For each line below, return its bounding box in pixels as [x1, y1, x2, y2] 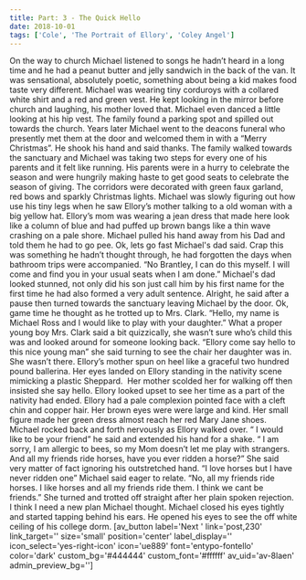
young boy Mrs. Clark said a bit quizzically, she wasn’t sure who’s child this [9, 327, 292, 338]
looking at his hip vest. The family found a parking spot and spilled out [9, 113, 274, 124]
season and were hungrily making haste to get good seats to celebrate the [9, 172, 290, 183]
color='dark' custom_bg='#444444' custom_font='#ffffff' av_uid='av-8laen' [9, 550, 295, 562]
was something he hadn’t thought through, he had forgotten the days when [9, 249, 292, 260]
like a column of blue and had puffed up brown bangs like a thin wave [9, 220, 271, 231]
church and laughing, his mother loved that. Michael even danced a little [9, 104, 281, 115]
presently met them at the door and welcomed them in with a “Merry [9, 133, 268, 144]
